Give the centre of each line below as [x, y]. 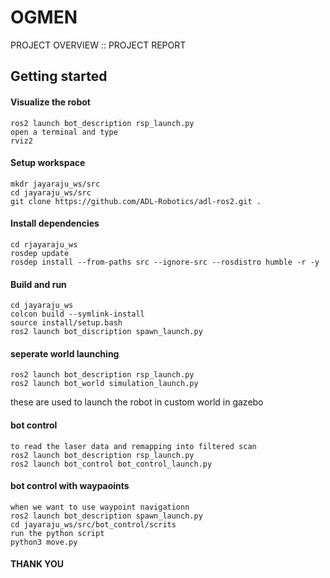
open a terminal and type [64, 132]
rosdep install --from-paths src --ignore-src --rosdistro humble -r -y [165, 262]
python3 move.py [44, 542]
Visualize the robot [50, 102]
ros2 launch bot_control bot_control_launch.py [111, 464]
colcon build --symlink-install [77, 314]
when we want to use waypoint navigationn [100, 507]
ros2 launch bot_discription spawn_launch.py [106, 332]
